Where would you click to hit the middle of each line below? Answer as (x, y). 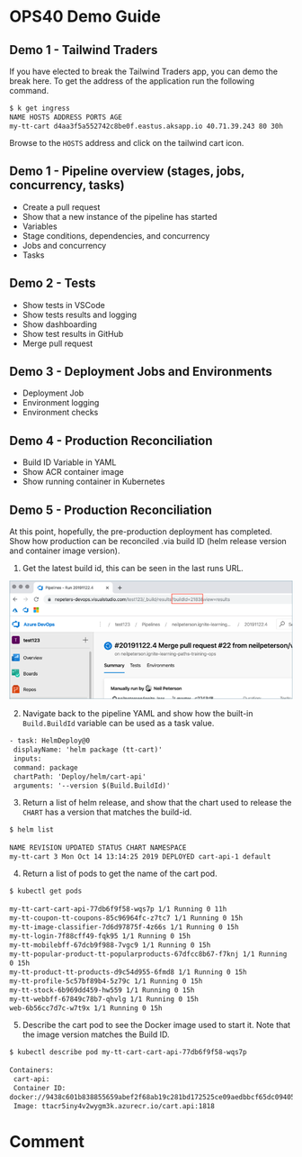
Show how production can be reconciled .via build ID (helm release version (148, 542)
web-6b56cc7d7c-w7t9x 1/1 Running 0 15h (86, 1008)
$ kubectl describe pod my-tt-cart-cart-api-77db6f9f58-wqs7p (128, 1052)
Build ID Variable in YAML (69, 462)
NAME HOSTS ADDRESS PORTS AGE (66, 117)
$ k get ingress (40, 108)
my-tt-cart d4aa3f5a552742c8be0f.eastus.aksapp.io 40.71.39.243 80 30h (146, 126)
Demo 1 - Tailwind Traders (84, 50)
